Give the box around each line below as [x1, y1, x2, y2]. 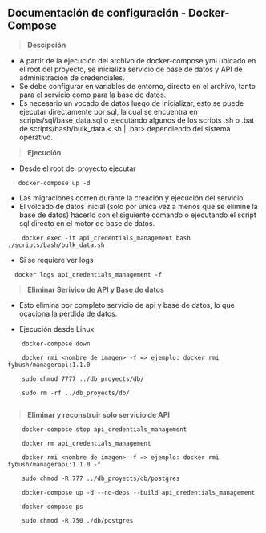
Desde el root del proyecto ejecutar [18, 164, 137, 173]
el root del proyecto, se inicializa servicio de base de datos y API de [18, 64, 243, 74]
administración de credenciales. [18, 72, 125, 83]
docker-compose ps [22, 503, 83, 511]
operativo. [18, 132, 54, 142]
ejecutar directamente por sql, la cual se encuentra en [18, 107, 198, 116]
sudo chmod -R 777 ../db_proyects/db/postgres [22, 474, 180, 483]
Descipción [26, 40, 66, 50]
